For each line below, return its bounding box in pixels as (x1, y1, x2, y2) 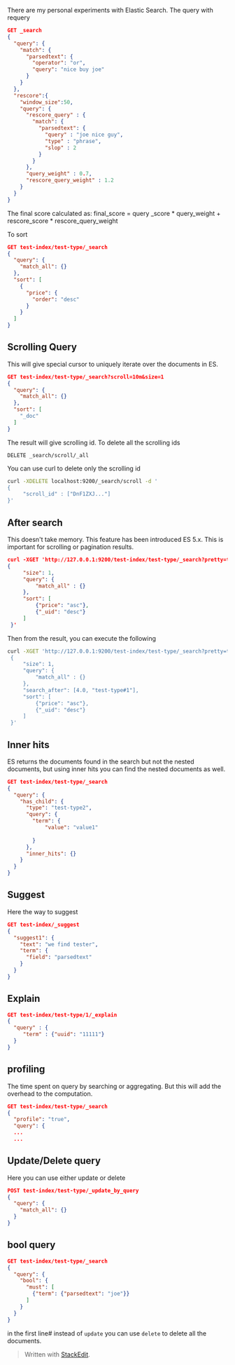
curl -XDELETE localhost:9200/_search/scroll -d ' (7, 477, 158, 484)
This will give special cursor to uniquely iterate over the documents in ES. (7, 360, 218, 368)
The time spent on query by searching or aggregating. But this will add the (7, 1082, 222, 1090)
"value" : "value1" (44, 824, 99, 831)
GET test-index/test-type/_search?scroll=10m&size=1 (7, 373, 164, 381)
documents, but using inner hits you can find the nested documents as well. (7, 764, 226, 773)
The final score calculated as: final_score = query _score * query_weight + (7, 209, 221, 217)
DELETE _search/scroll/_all (7, 451, 90, 459)
